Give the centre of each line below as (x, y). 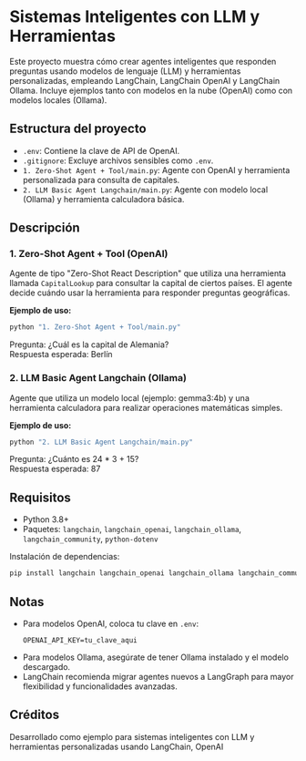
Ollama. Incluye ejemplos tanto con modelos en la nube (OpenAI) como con (151, 90)
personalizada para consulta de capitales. (101, 180)
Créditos (35, 715)
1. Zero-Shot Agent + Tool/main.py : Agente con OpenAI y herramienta (156, 170)
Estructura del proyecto (78, 129)
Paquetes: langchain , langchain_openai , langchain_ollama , (132, 530)
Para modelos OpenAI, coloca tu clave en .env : (110, 623)
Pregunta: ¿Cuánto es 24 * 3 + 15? (74, 459)
